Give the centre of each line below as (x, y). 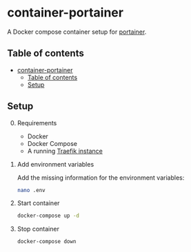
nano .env (31, 190)
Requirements (37, 123)
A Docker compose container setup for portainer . (77, 32)
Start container (38, 203)
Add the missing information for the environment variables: (101, 178)
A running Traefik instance (65, 151)
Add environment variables (56, 164)
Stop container (38, 229)
